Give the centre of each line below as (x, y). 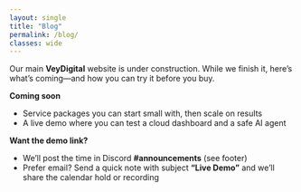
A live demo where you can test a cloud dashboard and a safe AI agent (154, 123)
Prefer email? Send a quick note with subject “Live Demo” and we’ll (149, 168)
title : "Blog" (36, 26)
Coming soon (35, 96)
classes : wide (36, 43)
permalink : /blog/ (44, 34)
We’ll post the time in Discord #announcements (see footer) (135, 158)
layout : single (38, 18)
